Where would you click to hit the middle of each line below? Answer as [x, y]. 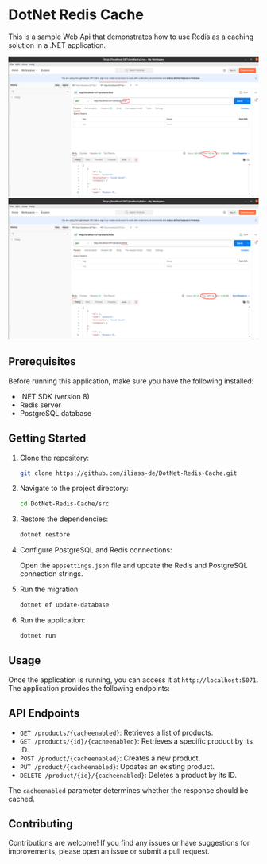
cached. [22, 799]
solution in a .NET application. [57, 45]
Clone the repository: [54, 458]
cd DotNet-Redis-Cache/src [64, 504]
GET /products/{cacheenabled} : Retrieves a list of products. [116, 732]
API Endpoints [44, 714]
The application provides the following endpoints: [89, 688]
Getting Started [47, 439]
